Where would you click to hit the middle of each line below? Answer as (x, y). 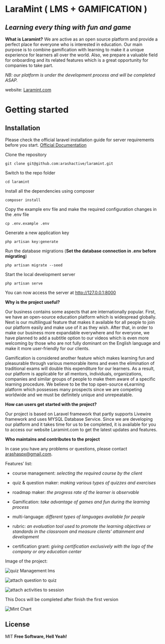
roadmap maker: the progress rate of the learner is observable (76, 492)
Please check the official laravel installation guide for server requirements (80, 140)
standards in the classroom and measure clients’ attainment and (78, 531)
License (17, 624)
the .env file (17, 214)
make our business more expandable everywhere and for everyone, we (77, 333)
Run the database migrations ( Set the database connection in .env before (81, 251)
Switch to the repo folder (30, 173)
